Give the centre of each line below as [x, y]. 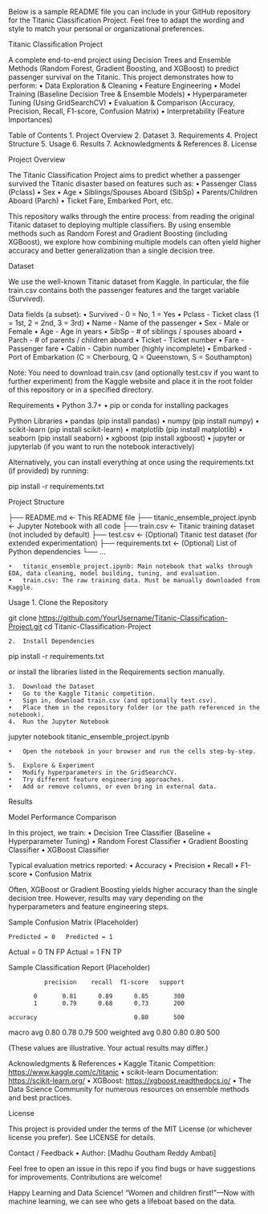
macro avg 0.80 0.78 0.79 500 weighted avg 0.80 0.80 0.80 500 [114, 1032]
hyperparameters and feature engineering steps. [89, 907]
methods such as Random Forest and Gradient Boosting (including [118, 233]
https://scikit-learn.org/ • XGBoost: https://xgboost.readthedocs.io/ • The [130, 1080]
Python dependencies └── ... [57, 551]
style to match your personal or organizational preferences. [106, 29]
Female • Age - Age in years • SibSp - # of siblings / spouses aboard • [126, 331]
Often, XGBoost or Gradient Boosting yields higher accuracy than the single [133, 889]
